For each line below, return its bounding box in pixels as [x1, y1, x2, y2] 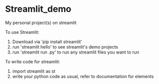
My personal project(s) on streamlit [5, 20, 77, 26]
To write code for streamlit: [5, 58, 60, 64]
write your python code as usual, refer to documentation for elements [12, 73, 154, 79]
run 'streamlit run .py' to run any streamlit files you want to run [12, 49, 139, 55]
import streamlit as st [12, 68, 56, 74]
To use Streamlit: [5, 29, 40, 35]
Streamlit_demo [5, 3, 72, 15]
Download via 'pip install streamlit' [12, 38, 82, 45]
